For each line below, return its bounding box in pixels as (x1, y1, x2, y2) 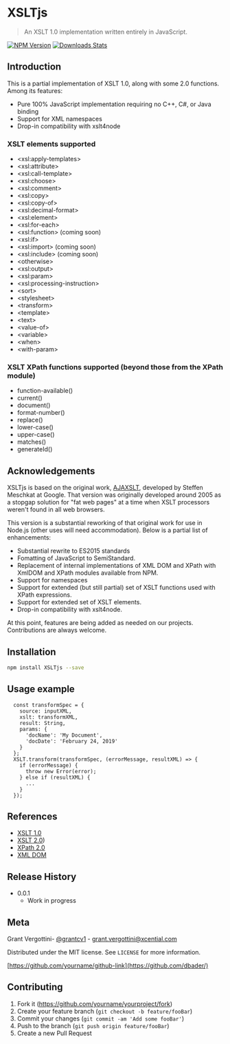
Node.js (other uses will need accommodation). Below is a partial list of (7, 526, 208, 535)
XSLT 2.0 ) (16, 836, 45, 845)
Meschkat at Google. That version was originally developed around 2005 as (7, 491, 222, 499)
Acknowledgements (7, 465, 95, 477)
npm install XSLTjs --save (7, 664, 84, 671)
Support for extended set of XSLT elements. (16, 598, 142, 606)
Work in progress (27, 897, 77, 905)
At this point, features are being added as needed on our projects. (7, 619, 194, 627)
